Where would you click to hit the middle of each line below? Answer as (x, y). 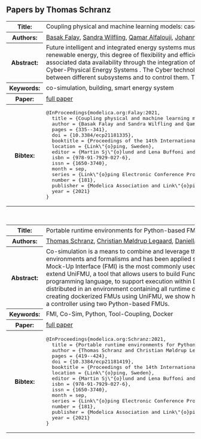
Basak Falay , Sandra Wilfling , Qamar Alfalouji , (109, 37)
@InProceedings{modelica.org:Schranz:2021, (106, 339)
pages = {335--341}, (80, 130)
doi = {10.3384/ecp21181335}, (93, 135)
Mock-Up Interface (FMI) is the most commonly (113, 266)
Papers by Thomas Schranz (59, 10)
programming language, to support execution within (118, 281)
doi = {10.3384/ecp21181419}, (93, 361)
